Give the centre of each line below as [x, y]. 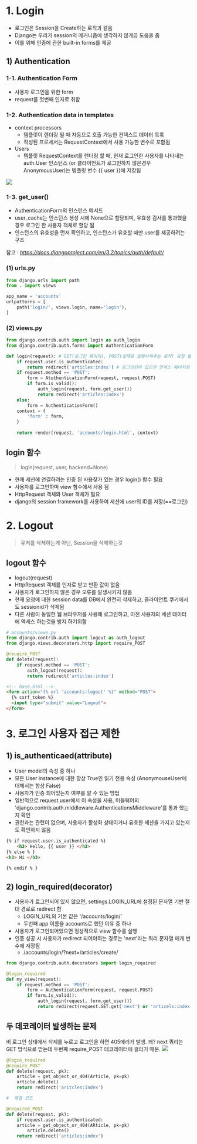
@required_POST [25, 1109]
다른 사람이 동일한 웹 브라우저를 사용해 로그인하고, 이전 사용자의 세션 [93, 614]
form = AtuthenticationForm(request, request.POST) [92, 378]
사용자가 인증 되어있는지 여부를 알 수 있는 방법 [67, 792]
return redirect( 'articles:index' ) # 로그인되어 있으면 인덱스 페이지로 [108, 367]
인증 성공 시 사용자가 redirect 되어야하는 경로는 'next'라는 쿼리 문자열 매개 [99, 938]
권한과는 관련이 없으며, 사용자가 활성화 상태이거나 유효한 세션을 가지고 [94, 822]
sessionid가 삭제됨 [43, 606]
